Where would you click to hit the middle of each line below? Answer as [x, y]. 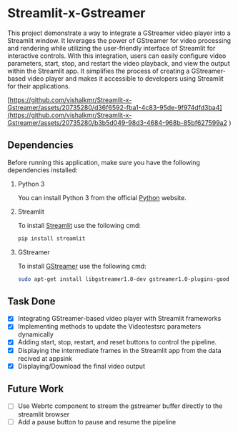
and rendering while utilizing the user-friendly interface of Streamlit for [111, 48]
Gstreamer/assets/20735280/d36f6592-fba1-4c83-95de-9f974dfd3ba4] [115, 107]
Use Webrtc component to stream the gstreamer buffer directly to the [120, 406]
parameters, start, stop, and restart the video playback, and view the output [119, 63]
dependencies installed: [43, 170]
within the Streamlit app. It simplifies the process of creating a [99, 71]
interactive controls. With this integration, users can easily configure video [117, 56]
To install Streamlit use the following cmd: [79, 225]
